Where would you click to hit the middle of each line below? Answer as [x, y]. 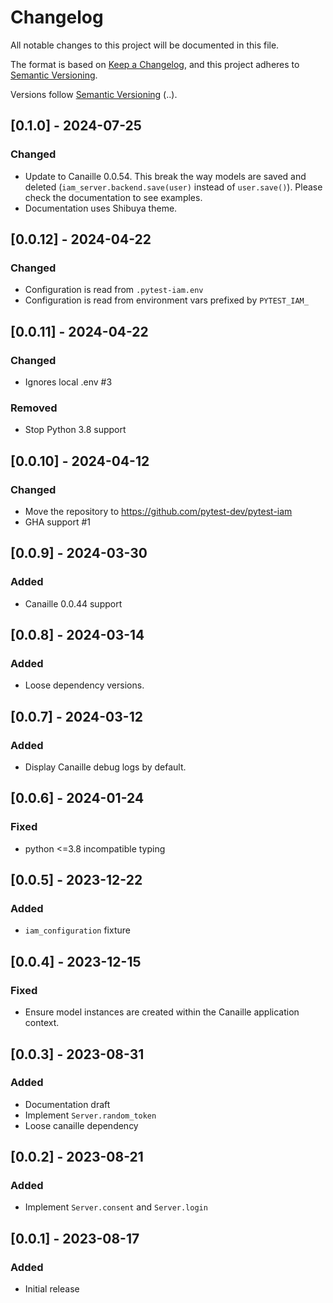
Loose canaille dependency [81, 1125]
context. [42, 1023]
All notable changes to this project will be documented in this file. [145, 45]
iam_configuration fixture [77, 930]
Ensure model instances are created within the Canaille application [162, 1012]
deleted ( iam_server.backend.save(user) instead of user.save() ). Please [173, 187]
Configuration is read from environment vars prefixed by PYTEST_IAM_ [166, 300]
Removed [34, 408]
